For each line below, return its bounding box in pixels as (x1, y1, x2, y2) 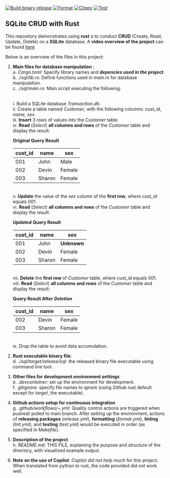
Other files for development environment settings (12, 373, 120, 379)
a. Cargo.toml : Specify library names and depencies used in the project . (12, 69, 165, 75)
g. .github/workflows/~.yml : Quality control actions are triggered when (12, 405, 160, 411)
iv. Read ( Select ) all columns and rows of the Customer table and (12, 122, 150, 128)
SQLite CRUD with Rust (5, 19, 80, 28)
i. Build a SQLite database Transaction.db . (12, 100, 101, 106)
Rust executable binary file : (12, 353, 72, 359)
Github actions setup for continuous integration (12, 400, 116, 406)
